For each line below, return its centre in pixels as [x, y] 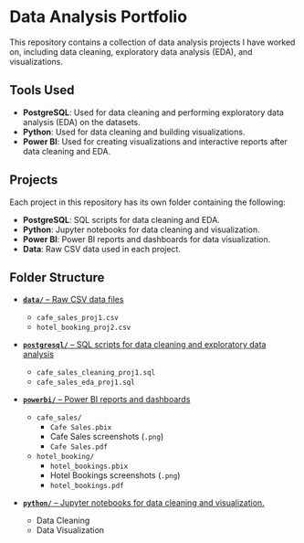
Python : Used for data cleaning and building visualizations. [134, 132]
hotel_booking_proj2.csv [84, 328]
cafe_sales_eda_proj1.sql [85, 383]
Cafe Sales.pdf [79, 447]
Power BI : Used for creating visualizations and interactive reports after [155, 141]
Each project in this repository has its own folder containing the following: [147, 202]
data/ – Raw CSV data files [73, 300]
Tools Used [42, 90]
